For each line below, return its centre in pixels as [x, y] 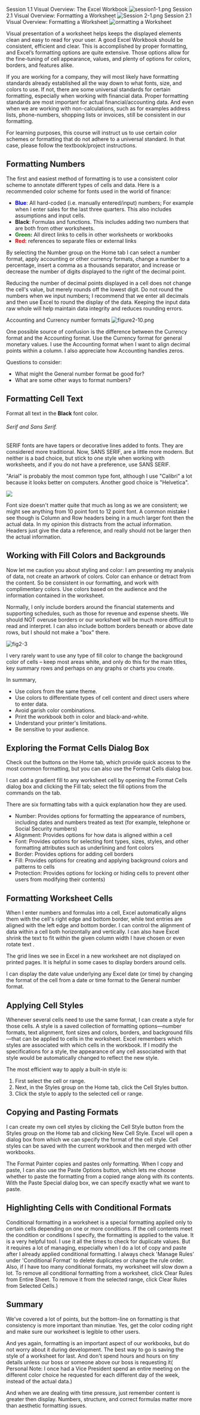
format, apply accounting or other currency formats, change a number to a [98, 259]
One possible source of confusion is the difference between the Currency [97, 331]
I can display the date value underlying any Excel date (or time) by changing [99, 974]
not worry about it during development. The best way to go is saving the [95, 1349]
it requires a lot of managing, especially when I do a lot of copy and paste [96, 1247]
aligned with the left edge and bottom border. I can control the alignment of [99, 925]
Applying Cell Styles [45, 1005]
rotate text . [20, 945]
